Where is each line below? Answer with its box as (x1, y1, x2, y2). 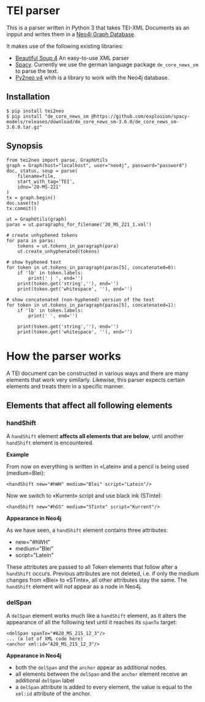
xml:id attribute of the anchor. (15, 690, 92, 697)
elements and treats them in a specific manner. (6, 382, 125, 390)
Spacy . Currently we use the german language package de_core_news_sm (15, 61, 199, 68)
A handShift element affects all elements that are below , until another (6, 433, 184, 440)
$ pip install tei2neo (6, 108, 64, 114)
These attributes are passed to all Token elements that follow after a (6, 563, 178, 571)
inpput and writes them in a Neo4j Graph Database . (6, 30, 136, 37)
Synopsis (6, 141, 43, 151)
